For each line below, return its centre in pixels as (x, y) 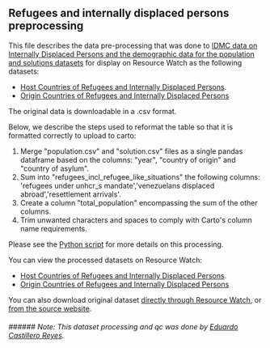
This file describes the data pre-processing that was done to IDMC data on (133, 45)
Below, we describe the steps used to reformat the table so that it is (120, 127)
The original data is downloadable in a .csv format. (93, 111)
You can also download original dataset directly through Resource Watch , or (135, 299)
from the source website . (50, 308)
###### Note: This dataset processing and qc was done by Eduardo (123, 327)
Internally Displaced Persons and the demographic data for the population (131, 54)
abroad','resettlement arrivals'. (70, 194)
